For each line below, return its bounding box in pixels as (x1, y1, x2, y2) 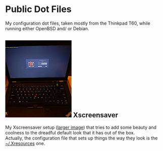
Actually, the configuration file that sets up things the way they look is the (5, 135, 158, 141)
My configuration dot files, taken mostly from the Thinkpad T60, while (5, 20, 150, 26)
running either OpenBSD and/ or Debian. (5, 25, 89, 31)
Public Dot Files (5, 4, 72, 15)
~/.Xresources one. (5, 140, 45, 146)
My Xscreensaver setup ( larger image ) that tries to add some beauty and (5, 124, 156, 130)
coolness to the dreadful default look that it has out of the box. (5, 129, 135, 135)
